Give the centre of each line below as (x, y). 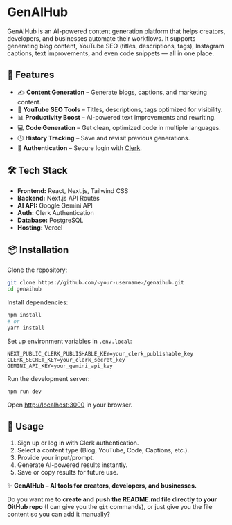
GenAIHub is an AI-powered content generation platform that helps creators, (116, 31)
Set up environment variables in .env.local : (70, 341)
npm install (24, 315)
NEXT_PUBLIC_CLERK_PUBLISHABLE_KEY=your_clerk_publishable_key (100, 353)
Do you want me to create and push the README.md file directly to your (112, 499)
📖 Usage (25, 426)
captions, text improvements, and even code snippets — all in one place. (111, 53)
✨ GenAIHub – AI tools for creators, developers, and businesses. (102, 486)
